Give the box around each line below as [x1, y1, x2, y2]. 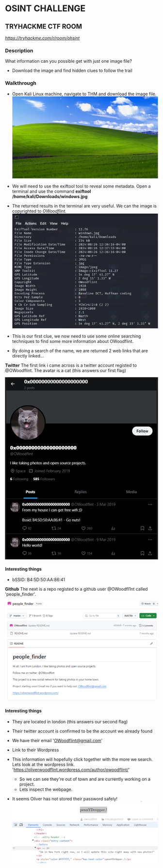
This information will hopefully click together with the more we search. [12, 756, 153, 762]
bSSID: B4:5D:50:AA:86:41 [12, 577, 65, 583]
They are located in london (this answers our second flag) [12, 718, 128, 724]
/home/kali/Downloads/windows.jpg [12, 193, 88, 199]
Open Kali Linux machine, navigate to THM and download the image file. [12, 91, 157, 97]
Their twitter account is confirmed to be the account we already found [12, 728, 153, 734]
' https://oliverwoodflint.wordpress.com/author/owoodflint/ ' [12, 766, 130, 772]
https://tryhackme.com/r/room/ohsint [5, 35, 80, 41]
